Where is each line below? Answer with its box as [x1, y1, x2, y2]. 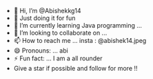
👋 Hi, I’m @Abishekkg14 [13, 7, 81, 15]
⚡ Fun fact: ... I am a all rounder [13, 54, 103, 62]
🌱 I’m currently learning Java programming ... [13, 21, 143, 29]
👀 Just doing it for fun [13, 14, 76, 22]
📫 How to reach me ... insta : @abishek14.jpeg [13, 37, 147, 44]
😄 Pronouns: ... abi [13, 46, 69, 55]
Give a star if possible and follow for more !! [13, 64, 138, 72]
